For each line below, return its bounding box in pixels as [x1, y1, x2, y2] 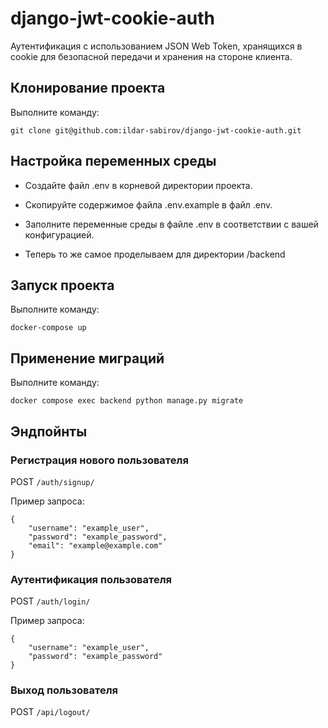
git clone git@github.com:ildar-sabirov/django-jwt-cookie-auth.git [10, 125, 302, 136]
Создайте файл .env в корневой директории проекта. [24, 179, 253, 191]
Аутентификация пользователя [10, 572, 172, 586]
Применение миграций [10, 350, 165, 367]
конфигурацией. [24, 228, 95, 241]
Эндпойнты [10, 423, 88, 440]
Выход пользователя [10, 683, 118, 697]
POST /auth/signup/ [10, 475, 95, 487]
